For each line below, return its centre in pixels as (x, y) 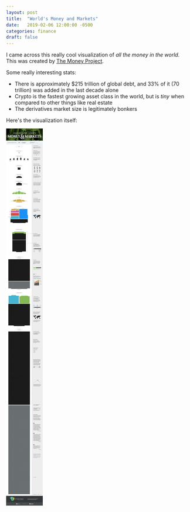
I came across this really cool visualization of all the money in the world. (93, 55)
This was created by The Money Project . (55, 61)
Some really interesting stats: (41, 72)
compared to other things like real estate (64, 103)
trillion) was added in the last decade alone (67, 90)
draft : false (22, 37)
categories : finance (31, 31)
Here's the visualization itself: (42, 120)
